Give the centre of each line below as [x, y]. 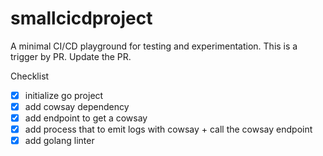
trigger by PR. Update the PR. [71, 56]
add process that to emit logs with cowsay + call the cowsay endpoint [168, 129]
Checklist [30, 76]
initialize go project [64, 95]
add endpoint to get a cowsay [86, 118]
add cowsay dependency [77, 106]
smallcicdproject [81, 18]
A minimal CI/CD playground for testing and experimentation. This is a [154, 46]
